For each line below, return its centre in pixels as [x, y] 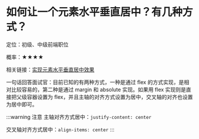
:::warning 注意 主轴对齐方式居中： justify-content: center [79, 117]
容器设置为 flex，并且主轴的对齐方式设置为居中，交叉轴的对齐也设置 [110, 97]
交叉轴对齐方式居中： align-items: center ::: [60, 129]
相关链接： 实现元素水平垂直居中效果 [50, 69]
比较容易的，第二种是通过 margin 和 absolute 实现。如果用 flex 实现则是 [99, 89]
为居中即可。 [22, 104]
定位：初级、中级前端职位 [37, 44]
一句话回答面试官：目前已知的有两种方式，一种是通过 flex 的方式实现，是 [95, 82]
